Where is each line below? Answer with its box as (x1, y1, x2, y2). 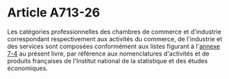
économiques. (7, 64, 49, 72)
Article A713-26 (7, 5, 101, 21)
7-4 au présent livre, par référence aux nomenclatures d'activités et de (7, 49, 210, 58)
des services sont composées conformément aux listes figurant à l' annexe (7, 42, 221, 50)
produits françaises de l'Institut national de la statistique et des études (7, 56, 208, 65)
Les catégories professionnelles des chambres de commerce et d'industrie (7, 27, 222, 36)
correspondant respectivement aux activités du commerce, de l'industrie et (7, 34, 223, 43)
